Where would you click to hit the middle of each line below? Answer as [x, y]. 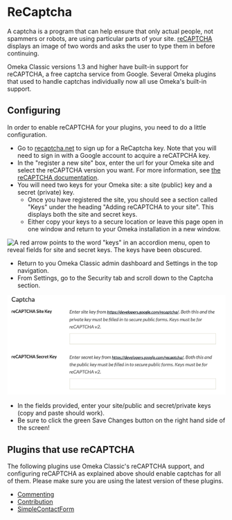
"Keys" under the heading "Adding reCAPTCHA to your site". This [121, 207]
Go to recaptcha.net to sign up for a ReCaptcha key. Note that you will [117, 148]
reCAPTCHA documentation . [58, 177]
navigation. [33, 270]
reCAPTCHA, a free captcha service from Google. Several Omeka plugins [112, 74]
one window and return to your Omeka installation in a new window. [124, 228]
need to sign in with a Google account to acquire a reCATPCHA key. [114, 155]
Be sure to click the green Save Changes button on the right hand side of [121, 420]
